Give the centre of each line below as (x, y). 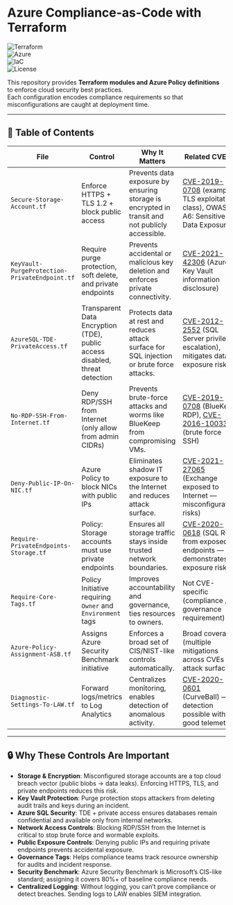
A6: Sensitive (204, 216)
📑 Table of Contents (51, 133)
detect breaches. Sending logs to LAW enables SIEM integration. (110, 894)
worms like (147, 414)
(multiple (197, 642)
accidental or (150, 253)
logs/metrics (102, 697)
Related (197, 156)
